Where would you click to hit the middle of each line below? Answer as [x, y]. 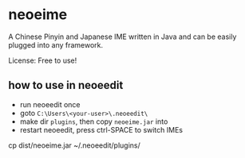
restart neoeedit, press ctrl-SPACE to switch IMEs [101, 129]
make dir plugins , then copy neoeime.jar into [94, 121]
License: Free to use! [43, 60]
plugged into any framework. [56, 44]
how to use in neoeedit [66, 85]
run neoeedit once [50, 104]
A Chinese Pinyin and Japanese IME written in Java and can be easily [122, 37]
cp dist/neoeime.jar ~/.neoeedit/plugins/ [75, 145]
